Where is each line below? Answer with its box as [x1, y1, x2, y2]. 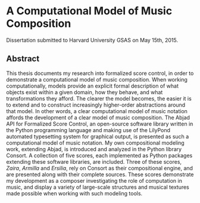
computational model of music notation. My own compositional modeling [6, 139, 185, 146]
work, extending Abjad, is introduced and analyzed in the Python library [6, 145, 182, 152]
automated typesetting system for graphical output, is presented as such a [6, 133, 189, 140]
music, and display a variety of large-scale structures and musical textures [6, 183, 189, 190]
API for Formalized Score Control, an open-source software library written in [6, 120, 193, 127]
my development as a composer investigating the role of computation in [6, 177, 183, 184]
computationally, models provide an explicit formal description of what [6, 82, 179, 89]
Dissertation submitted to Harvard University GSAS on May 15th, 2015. [6, 36, 179, 43]
